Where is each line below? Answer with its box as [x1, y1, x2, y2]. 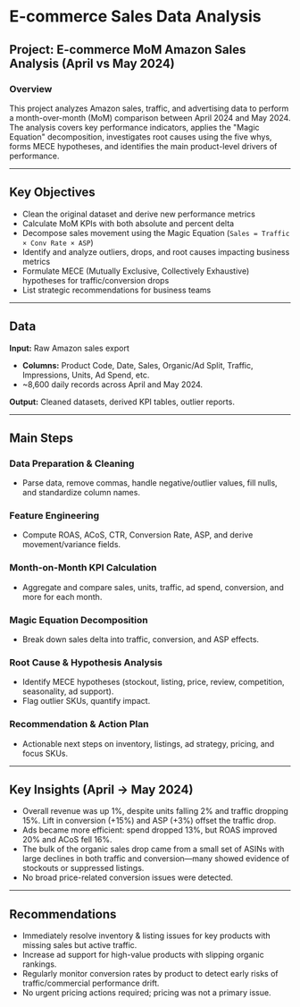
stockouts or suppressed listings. [21, 863, 145, 874]
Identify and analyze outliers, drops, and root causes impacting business [21, 246, 290, 257]
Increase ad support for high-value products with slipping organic [21, 950, 265, 960]
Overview [9, 82, 53, 95]
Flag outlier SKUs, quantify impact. [21, 696, 151, 707]
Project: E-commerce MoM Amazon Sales [9, 42, 246, 57]
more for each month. [21, 591, 103, 602]
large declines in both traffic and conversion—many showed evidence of [21, 853, 290, 864]
